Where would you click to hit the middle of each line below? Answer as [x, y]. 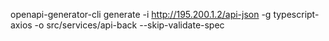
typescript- [296, 14]
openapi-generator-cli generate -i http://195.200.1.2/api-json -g [141, 14]
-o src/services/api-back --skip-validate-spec [129, 25]
